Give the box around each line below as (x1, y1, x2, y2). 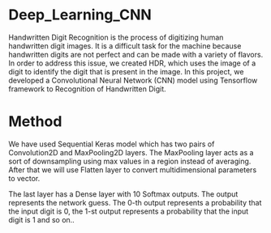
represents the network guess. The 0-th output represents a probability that (8, 197, 262, 207)
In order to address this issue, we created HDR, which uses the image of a (8, 58, 256, 68)
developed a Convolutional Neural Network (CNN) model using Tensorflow (8, 75, 258, 85)
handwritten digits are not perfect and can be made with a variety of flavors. (8, 49, 264, 59)
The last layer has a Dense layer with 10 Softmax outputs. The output (8, 189, 239, 199)
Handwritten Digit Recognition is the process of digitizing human (8, 32, 224, 42)
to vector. (8, 173, 41, 183)
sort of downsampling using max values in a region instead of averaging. (8, 156, 252, 166)
